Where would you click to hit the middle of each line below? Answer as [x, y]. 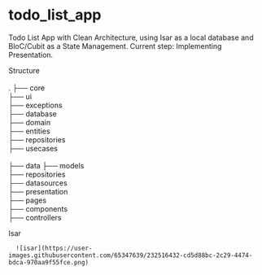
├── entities [29, 131]
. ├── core [27, 88]
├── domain [30, 122]
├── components [38, 208]
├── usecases [33, 148]
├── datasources [38, 183]
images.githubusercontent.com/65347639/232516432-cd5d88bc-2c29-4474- [131, 255]
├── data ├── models [46, 165]
